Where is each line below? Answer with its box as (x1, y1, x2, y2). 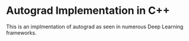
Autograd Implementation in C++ (6, 4, 170, 17)
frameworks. (6, 29, 37, 36)
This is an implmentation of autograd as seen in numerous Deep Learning (6, 23, 184, 30)
